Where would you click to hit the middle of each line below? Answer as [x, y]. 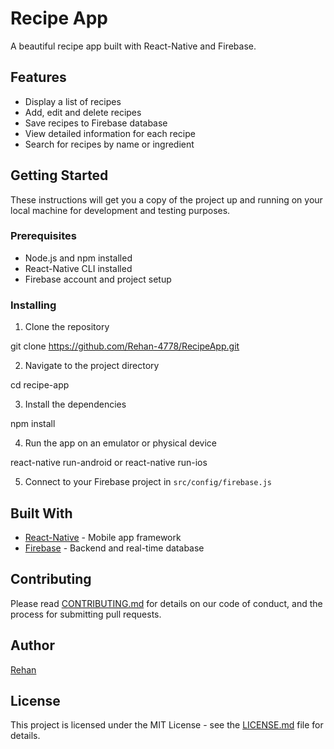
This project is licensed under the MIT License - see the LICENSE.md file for [167, 725]
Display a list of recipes [73, 101]
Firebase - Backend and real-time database [114, 548]
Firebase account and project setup [98, 279]
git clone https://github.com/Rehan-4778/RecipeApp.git [125, 346]
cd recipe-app [40, 385]
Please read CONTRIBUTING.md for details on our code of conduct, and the [166, 603]
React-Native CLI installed [78, 268]
